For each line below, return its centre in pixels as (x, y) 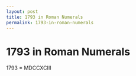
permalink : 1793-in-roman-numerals (50, 22)
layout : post (22, 11)
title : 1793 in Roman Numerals (45, 17)
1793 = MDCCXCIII (29, 68)
